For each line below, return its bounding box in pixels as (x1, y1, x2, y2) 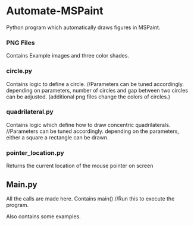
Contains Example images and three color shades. (6, 52, 130, 59)
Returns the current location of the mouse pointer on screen (6, 162, 154, 170)
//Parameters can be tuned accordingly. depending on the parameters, (6, 128, 180, 135)
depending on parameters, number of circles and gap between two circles (6, 87, 189, 94)
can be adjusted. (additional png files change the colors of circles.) (6, 93, 171, 100)
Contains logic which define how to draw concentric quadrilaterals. (6, 121, 171, 128)
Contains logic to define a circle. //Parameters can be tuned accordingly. (6, 80, 184, 87)
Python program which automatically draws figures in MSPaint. (6, 24, 161, 31)
